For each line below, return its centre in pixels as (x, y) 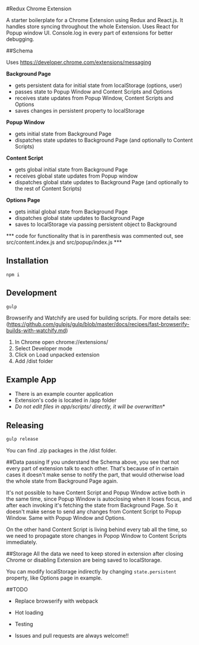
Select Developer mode (43, 348)
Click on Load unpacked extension (57, 355)
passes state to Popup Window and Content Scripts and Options (94, 92)
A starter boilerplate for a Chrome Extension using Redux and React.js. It (95, 20)
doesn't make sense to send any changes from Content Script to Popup (94, 511)
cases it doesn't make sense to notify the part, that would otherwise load (95, 475)
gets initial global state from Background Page (71, 212)
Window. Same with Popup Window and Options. (66, 518)
